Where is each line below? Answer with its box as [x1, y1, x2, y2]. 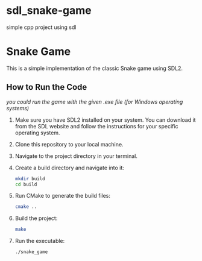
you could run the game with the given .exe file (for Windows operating [6, 98, 183, 105]
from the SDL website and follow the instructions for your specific [14, 122, 178, 130]
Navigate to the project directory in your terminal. [14, 152, 137, 160]
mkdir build [14, 175, 45, 181]
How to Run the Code [6, 82, 87, 92]
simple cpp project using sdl [6, 24, 77, 31]
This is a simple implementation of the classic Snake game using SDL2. [6, 64, 183, 72]
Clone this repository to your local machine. [14, 140, 124, 148]
